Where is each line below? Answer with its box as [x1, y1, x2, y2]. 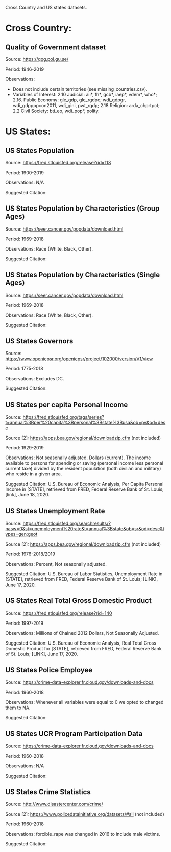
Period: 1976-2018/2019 [5, 551, 55, 557]
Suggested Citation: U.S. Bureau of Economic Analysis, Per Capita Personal [5, 481, 164, 487]
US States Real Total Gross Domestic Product [5, 596, 152, 605]
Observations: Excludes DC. [5, 376, 64, 382]
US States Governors [5, 337, 74, 345]
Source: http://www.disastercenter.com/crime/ [5, 801, 104, 807]
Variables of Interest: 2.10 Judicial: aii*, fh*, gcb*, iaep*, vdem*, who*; [12, 92, 157, 97]
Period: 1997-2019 [5, 620, 44, 626]
